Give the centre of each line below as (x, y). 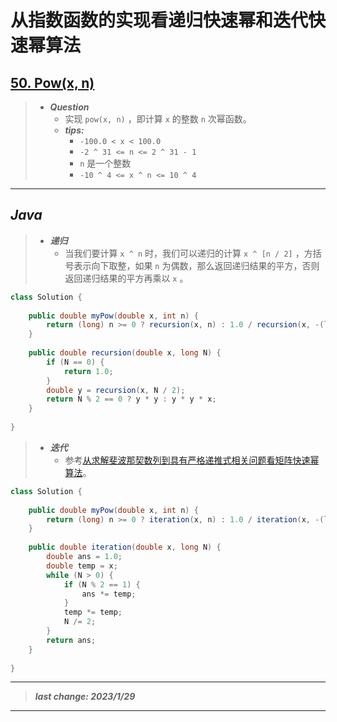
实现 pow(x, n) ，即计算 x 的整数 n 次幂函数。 (158, 119)
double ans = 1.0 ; (84, 557)
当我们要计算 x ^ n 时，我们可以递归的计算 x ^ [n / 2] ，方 (188, 253)
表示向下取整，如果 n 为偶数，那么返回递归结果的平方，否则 (196, 265)
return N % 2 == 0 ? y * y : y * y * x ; (131, 399)
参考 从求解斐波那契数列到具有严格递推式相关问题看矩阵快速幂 (192, 460)
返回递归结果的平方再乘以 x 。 (126, 278)
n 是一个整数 (105, 163)
